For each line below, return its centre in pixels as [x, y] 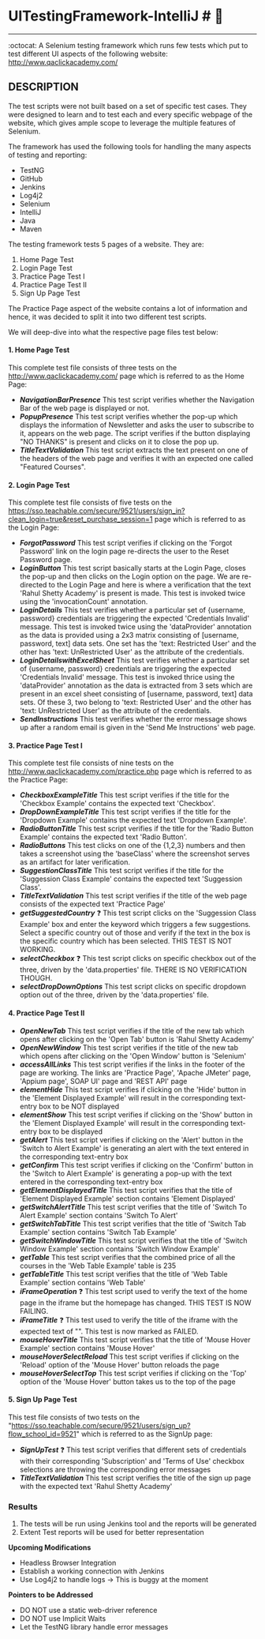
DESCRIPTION [43, 87]
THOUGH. [36, 978]
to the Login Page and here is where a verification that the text [150, 585]
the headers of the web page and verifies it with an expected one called [136, 458]
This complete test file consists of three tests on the [93, 367]
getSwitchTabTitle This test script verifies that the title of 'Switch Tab [133, 1224]
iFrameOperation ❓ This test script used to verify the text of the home [133, 1291]
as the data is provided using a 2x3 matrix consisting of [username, [129, 636]
